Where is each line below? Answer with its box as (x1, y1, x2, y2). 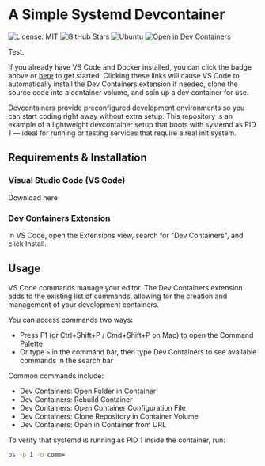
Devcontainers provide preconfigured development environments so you (8, 103, 245, 112)
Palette (19, 339, 44, 348)
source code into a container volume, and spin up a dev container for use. (8, 87, 249, 97)
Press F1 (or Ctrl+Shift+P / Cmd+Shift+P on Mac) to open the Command (19, 330, 254, 339)
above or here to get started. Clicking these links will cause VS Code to (8, 70, 240, 80)
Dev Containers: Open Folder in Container (19, 386, 157, 396)
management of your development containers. (8, 299, 160, 309)
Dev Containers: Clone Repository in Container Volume (19, 411, 199, 421)
